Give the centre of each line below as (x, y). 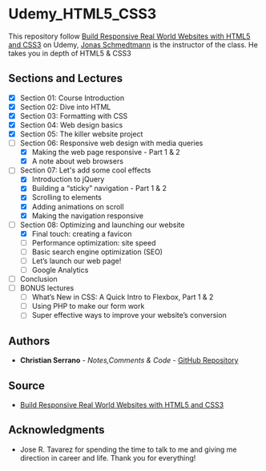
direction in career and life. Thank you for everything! (108, 457)
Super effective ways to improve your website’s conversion (129, 315)
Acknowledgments (57, 430)
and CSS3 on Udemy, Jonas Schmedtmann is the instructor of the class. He (133, 44)
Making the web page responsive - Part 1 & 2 (106, 152)
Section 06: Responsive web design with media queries (111, 143)
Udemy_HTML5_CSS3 (83, 14)
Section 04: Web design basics (71, 124)
